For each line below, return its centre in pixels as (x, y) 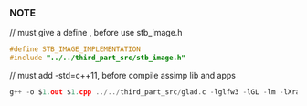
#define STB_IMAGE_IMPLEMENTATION (75, 49)
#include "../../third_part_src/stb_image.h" (97, 58)
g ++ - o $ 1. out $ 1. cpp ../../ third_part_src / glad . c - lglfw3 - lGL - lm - (147, 92)
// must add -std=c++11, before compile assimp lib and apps (122, 76)
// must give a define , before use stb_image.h (96, 33)
